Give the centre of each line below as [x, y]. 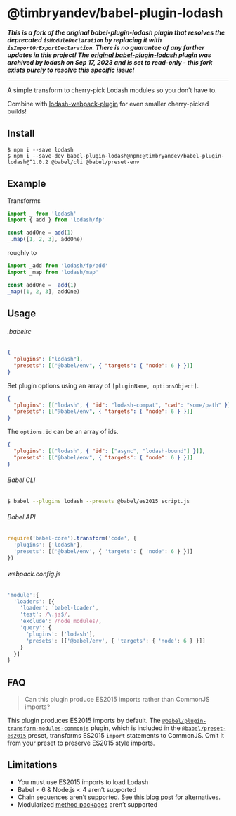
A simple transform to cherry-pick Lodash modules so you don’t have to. [112, 90]
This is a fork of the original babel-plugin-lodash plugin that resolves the [116, 32]
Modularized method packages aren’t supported [87, 804]
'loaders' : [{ [34, 601]
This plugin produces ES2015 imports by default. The [84, 721]
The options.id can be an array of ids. [63, 432]
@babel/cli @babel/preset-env [96, 162]
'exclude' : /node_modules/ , [61, 622]
